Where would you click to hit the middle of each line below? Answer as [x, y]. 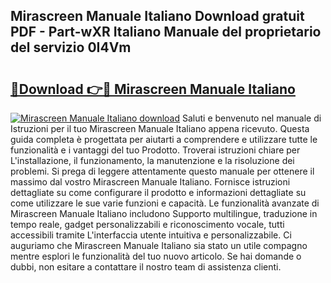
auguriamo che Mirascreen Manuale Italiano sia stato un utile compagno [159, 245]
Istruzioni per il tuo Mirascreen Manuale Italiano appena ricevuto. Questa [160, 128]
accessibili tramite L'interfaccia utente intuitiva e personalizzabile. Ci [151, 235]
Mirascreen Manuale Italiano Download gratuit [157, 16]
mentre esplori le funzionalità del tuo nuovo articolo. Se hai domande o [156, 256]
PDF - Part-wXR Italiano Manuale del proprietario [166, 32]
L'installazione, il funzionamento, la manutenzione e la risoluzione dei [152, 160]
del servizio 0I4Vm [71, 47]
